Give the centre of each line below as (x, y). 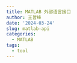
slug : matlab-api (28, 28)
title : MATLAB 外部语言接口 (38, 12)
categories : (21, 34)
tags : (13, 46)
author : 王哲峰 (24, 17)
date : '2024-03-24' (31, 23)
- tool (20, 51)
